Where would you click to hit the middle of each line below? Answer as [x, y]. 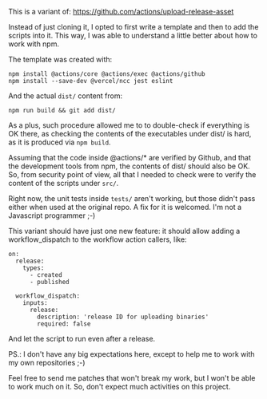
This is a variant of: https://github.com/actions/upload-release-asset [121, 12]
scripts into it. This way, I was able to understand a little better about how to [133, 36]
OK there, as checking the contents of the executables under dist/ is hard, [130, 134]
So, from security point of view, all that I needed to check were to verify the [132, 174]
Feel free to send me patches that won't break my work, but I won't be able [132, 378]
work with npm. [34, 44]
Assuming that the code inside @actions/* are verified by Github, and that [130, 158]
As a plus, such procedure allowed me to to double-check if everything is [129, 125]
